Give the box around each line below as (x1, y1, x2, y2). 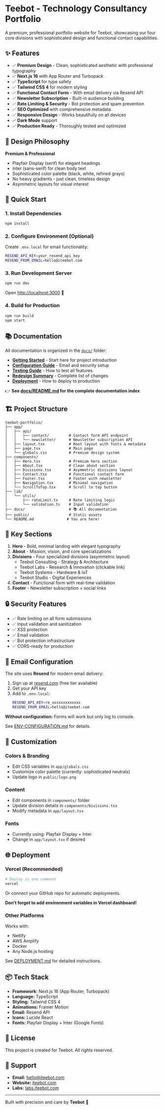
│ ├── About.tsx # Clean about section (5, 463, 115, 468)
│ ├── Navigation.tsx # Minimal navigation (5, 480, 113, 485)
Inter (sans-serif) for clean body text (12, 165, 86, 171)
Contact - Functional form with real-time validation (12, 579, 115, 586)
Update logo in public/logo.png (12, 774, 77, 780)
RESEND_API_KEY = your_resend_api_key (5, 254, 80, 258)
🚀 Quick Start (5, 195, 47, 203)
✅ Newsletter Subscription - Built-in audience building (12, 95, 124, 101)
